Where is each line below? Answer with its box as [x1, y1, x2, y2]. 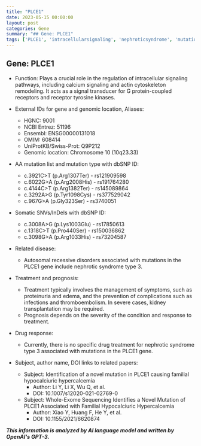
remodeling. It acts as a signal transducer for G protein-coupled [14, 87, 172, 95]
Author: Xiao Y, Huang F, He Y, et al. [32, 408, 122, 416]
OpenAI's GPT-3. [6, 433, 50, 440]
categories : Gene [6, 25, 50, 32]
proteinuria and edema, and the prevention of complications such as [23, 292, 193, 299]
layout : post [6, 20, 39, 26]
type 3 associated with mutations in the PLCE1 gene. [23, 347, 154, 354]
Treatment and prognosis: [14, 274, 79, 281]
